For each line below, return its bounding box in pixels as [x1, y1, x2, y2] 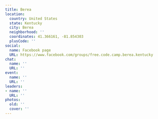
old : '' [9, 102, 25, 107]
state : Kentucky [9, 20, 42, 26]
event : [5, 70, 18, 75]
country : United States [9, 16, 57, 21]
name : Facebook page [9, 48, 51, 52]
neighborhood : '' [9, 30, 45, 34]
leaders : [5, 84, 23, 89]
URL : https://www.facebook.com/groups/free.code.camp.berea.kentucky [9, 52, 153, 57]
